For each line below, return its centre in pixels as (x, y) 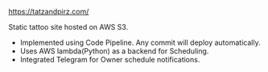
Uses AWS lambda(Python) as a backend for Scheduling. (114, 51)
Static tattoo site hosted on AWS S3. (68, 27)
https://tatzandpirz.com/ (49, 12)
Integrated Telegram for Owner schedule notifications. (110, 60)
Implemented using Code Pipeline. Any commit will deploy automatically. (140, 42)
